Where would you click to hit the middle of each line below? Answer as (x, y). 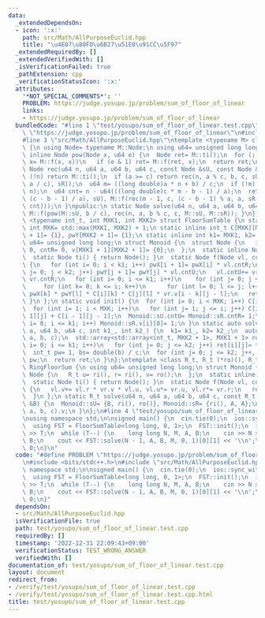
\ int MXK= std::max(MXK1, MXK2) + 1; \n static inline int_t (125, 228)
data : (17, 15)
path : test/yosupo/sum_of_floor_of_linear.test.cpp (102, 529)
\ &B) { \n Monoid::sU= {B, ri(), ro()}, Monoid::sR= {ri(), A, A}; (137, 404)
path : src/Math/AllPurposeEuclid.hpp (84, 37)
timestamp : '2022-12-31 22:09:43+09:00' (82, 543)
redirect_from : (33, 580)
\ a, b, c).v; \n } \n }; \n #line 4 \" (81, 411)
